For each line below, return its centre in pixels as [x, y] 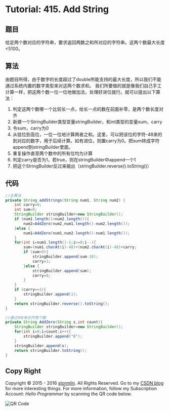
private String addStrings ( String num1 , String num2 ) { [65, 200]
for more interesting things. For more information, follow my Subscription [81, 389]
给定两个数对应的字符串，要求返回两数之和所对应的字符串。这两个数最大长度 [85, 42]
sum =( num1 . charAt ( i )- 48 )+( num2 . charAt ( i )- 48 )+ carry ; [80, 247]
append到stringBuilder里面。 [43, 147]
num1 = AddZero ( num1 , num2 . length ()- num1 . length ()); [77, 233]
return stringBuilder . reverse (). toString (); [62, 304]
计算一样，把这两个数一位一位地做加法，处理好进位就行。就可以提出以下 [80, 92]
